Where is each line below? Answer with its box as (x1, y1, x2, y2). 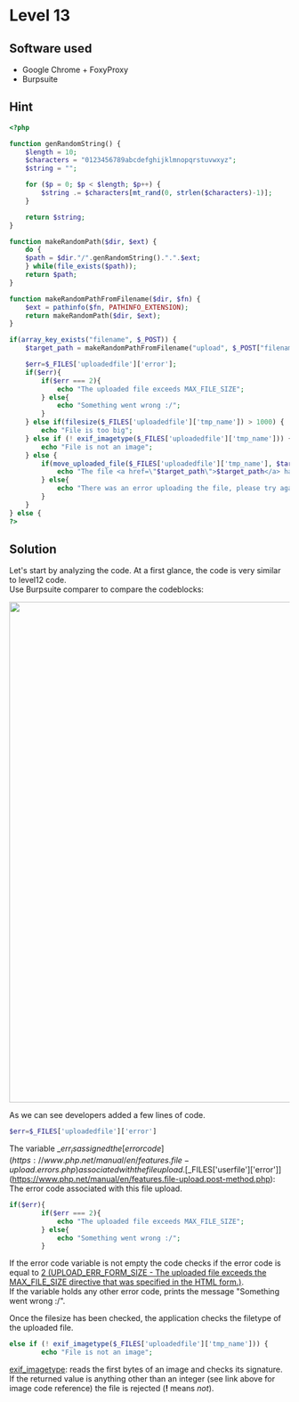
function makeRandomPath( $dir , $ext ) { (9, 237, 158, 246)
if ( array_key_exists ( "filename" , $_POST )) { (9, 336, 177, 344)
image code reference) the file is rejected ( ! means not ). (9, 1383, 214, 1394)
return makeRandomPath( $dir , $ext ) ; (25, 311, 162, 320)
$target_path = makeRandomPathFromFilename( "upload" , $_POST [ (25, 344, 261, 353)
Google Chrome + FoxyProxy (21, 64, 129, 75)
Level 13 (9, 5, 71, 26)
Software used (9, 41, 93, 56)
